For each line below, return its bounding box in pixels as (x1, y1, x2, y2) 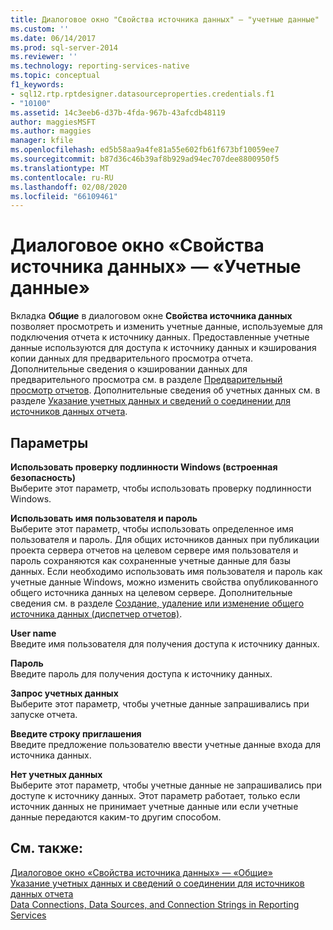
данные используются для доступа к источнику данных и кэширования (10, 342, 317, 354)
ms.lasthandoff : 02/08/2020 (10, 182, 128, 192)
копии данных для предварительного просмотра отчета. (10, 352, 254, 365)
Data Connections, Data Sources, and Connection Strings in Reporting (10, 898, 300, 910)
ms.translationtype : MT (10, 163, 110, 173)
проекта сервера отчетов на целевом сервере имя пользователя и (10, 544, 299, 556)
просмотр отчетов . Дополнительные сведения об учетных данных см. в (10, 384, 321, 396)
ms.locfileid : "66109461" (10, 191, 118, 201)
